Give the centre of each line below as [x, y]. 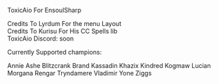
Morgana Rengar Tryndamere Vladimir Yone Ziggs [80, 73]
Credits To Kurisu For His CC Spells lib [62, 31]
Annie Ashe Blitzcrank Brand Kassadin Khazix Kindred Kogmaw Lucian [109, 65]
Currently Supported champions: [55, 52]
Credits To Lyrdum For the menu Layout [64, 23]
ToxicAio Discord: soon [41, 38]
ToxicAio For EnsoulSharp [45, 10]
